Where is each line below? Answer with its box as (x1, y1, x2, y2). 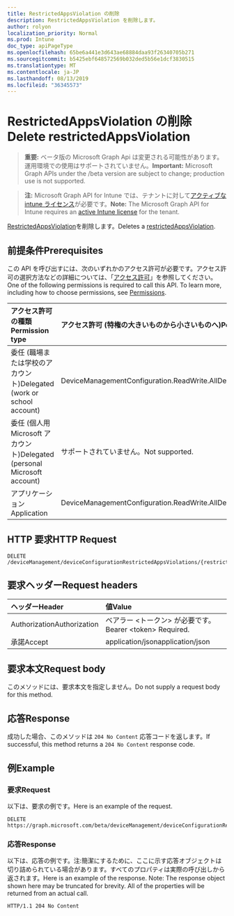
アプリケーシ (10, 489, 53, 498)
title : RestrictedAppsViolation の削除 (7, 10, 120, 17)
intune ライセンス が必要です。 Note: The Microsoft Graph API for (24, 200, 210, 208)
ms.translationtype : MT (7, 62, 77, 69)
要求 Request (7, 785, 51, 795)
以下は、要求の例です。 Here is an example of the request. (7, 802, 173, 810)
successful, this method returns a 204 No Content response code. (7, 740, 195, 749)
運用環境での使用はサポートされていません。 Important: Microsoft (24, 162, 213, 170)
